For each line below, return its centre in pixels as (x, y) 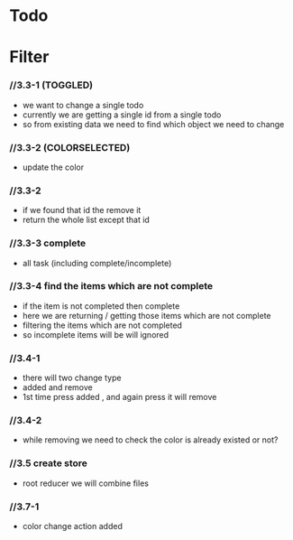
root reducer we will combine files (85, 483)
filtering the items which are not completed (102, 325)
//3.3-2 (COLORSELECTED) (70, 147)
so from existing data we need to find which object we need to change (153, 124)
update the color (53, 167)
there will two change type (72, 378)
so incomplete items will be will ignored (96, 334)
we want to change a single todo (83, 105)
